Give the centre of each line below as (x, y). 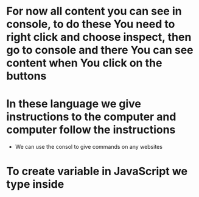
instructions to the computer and (91, 117)
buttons (26, 76)
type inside (35, 184)
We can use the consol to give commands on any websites (89, 147)
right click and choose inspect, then (99, 37)
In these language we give (74, 104)
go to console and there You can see (100, 50)
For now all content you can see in (94, 11)
